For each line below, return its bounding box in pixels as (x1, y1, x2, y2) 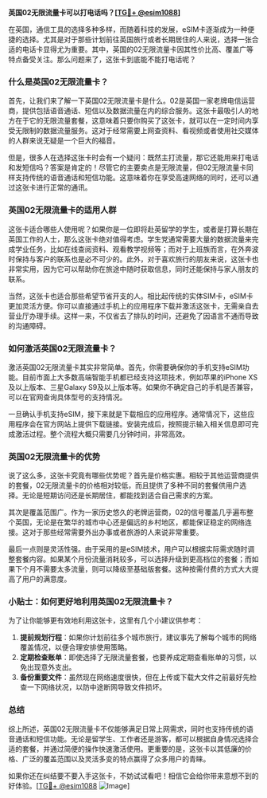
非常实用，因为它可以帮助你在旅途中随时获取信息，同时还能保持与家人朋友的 (8, 264, 259, 273)
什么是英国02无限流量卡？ (8, 76, 109, 87)
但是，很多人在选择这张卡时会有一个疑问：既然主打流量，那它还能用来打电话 (8, 153, 259, 163)
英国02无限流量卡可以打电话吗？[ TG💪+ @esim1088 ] (8, 8, 181, 17)
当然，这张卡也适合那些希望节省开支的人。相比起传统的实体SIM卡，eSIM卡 (8, 291, 253, 301)
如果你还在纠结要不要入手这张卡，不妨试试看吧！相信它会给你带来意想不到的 (8, 771, 259, 780)
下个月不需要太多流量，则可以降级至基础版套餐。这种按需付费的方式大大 (14, 564, 252, 574)
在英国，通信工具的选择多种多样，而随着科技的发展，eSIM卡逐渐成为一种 (8, 25, 248, 34)
